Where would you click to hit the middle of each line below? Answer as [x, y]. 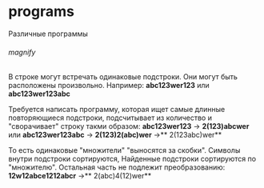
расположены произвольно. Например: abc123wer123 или [109, 86]
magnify [22, 52]
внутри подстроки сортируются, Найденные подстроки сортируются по [132, 159]
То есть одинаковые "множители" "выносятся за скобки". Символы [124, 150]
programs [41, 12]
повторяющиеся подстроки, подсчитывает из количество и [110, 118]
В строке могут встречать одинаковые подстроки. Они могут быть [123, 77]
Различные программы [48, 34]
